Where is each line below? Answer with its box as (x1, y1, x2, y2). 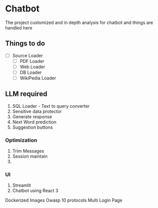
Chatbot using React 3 (12, 188, 59, 194)
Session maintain (12, 153, 48, 160)
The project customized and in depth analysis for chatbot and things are (5, 19, 154, 25)
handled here (5, 24, 32, 30)
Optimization (5, 137, 37, 144)
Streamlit (12, 183, 31, 189)
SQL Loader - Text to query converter (12, 103, 90, 109)
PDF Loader (19, 58, 45, 64)
